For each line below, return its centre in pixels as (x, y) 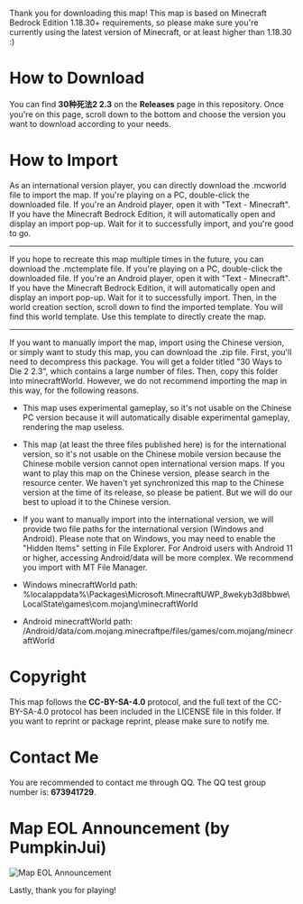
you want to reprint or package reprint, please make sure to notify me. (140, 721)
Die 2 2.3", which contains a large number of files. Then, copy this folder (144, 371)
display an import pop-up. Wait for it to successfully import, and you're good (151, 224)
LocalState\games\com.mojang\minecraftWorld (110, 604)
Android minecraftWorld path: (78, 621)
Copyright (48, 677)
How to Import (64, 160)
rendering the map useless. (73, 426)
